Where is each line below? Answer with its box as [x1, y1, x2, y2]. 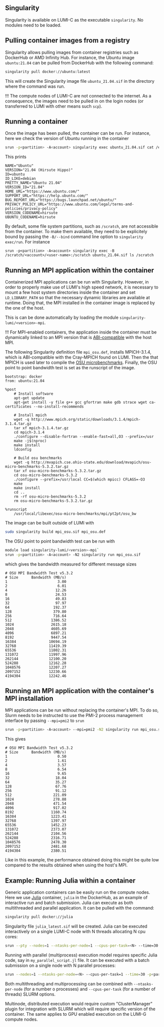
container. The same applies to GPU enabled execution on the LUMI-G [5, 1011, 146, 1017]
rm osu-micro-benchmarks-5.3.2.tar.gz [14, 499, 93, 503]
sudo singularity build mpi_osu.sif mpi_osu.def [5, 529, 106, 534]
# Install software [14, 391, 54, 396]
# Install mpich [14, 413, 47, 418]
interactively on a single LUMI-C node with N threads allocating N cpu [5, 929, 145, 934]
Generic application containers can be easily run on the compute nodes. [5, 889, 150, 895]
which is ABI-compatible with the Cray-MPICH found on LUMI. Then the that [5, 355, 159, 360]
